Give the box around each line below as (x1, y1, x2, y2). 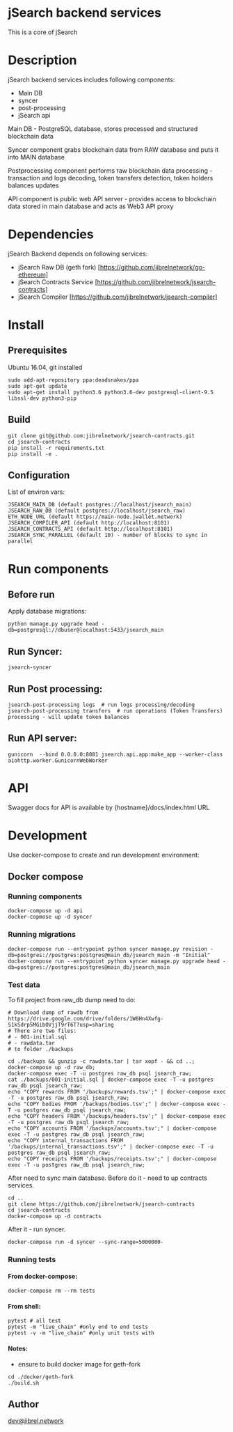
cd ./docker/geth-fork (8, 1373, 74, 1380)
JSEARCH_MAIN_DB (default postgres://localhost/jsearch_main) (8, 501, 192, 508)
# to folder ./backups (8, 1046, 74, 1053)
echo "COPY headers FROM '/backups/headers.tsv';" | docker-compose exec (8, 1113, 227, 1120)
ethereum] (17, 270, 48, 279)
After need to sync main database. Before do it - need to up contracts (8, 1174, 207, 1182)
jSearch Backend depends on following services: (8, 249, 148, 258)
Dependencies (8, 226, 94, 242)
